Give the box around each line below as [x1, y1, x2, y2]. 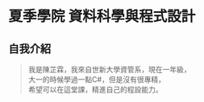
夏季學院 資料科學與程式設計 [8, 7, 196, 26]
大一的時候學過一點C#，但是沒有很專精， [27, 75, 165, 84]
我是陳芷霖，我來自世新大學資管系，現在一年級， [27, 65, 191, 74]
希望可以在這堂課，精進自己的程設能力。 [27, 85, 163, 94]
